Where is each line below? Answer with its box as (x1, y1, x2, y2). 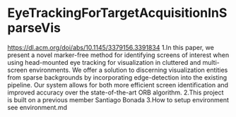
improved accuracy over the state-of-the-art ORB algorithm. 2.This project (7, 88, 224, 97)
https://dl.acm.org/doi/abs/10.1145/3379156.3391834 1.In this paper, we (7, 43, 214, 51)
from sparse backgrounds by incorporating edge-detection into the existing (7, 73, 228, 82)
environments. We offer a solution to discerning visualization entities (28, 66, 228, 74)
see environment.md (7, 103, 67, 111)
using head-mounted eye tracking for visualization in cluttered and (7, 58, 201, 66)
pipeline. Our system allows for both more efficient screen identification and (7, 80, 228, 89)
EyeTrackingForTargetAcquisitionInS (7, 5, 228, 21)
